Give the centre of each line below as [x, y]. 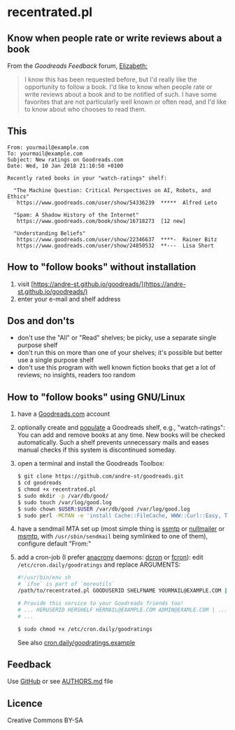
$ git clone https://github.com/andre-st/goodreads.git [100, 476]
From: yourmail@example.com [48, 147]
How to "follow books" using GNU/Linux [96, 397]
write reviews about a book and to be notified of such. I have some [120, 94]
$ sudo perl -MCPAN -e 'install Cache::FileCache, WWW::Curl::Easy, [119, 515]
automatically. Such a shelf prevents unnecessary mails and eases [113, 442]
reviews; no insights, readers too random [76, 375]
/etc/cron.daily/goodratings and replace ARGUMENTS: [99, 565]
